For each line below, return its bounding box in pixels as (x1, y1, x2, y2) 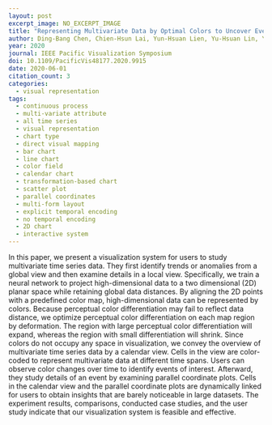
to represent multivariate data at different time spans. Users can (31, 355, 245, 365)
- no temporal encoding (15, 215, 96, 223)
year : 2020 (8, 42, 45, 50)
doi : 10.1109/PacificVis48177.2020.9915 (8, 57, 147, 66)
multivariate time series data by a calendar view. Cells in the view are (8, 347, 239, 356)
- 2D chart (15, 223, 53, 231)
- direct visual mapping (15, 139, 100, 148)
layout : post (8, 11, 53, 20)
